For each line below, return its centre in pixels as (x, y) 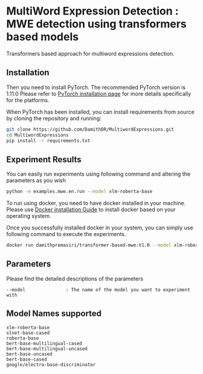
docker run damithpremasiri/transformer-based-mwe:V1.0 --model (89, 245)
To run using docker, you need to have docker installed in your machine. (96, 203)
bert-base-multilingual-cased (44, 343)
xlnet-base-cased (28, 333)
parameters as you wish (36, 180)
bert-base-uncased (29, 354)
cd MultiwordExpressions (37, 135)
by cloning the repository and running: (54, 118)
